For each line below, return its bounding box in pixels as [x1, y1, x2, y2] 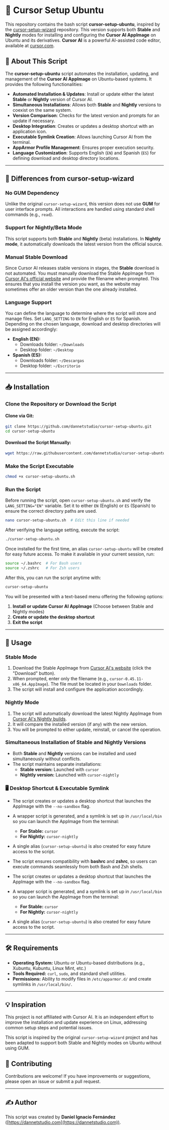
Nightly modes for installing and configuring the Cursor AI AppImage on [5, 32, 156, 38]
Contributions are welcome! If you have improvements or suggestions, [5, 1073, 151, 1079]
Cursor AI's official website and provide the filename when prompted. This [5, 276, 159, 282]
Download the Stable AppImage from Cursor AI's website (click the [12, 665, 152, 671]
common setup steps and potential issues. [5, 1024, 93, 1030]
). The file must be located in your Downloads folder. [46, 681, 152, 687]
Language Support [5, 299, 52, 306]
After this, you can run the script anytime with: [5, 575, 102, 581]
